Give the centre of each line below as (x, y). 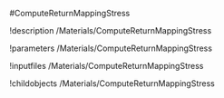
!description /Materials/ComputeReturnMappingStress (111, 30)
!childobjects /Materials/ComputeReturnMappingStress (112, 83)
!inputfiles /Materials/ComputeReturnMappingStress (107, 66)
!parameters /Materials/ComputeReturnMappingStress (111, 48)
